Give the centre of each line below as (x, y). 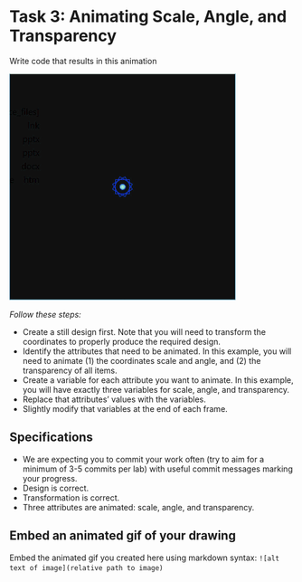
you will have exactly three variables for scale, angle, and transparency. (156, 389)
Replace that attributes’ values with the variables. (114, 399)
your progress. (50, 478)
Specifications (51, 438)
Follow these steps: (45, 314)
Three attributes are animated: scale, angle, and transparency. (138, 507)
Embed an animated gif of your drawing (123, 536)
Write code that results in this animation (83, 61)
